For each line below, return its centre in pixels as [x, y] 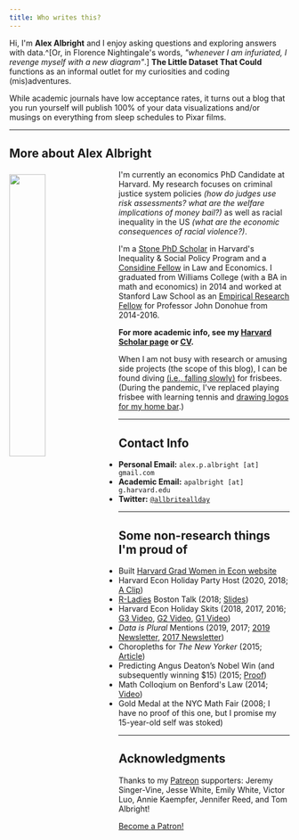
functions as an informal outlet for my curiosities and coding [119, 71]
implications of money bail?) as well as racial [201, 213]
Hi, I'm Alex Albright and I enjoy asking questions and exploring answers [143, 43]
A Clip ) [131, 590]
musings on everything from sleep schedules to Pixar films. [118, 117]
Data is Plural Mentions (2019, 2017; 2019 [194, 628]
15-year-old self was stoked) [171, 722]
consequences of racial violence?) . [183, 232]
